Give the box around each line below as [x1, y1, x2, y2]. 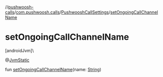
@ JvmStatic [5, 57, 30, 63]
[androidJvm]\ [5, 47, 34, 53]
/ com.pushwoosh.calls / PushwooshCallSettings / [14, 9, 111, 15]
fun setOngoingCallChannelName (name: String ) [5, 66, 102, 72]
